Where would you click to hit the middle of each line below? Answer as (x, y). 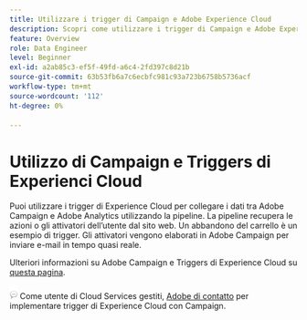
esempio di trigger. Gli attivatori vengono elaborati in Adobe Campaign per (149, 235)
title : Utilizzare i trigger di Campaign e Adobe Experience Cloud (141, 19)
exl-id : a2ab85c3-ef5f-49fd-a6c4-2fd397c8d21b (100, 67)
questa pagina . (37, 273)
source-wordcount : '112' (57, 96)
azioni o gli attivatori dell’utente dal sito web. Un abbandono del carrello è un (153, 226)
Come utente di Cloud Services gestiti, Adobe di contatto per (134, 296)
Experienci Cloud (76, 181)
